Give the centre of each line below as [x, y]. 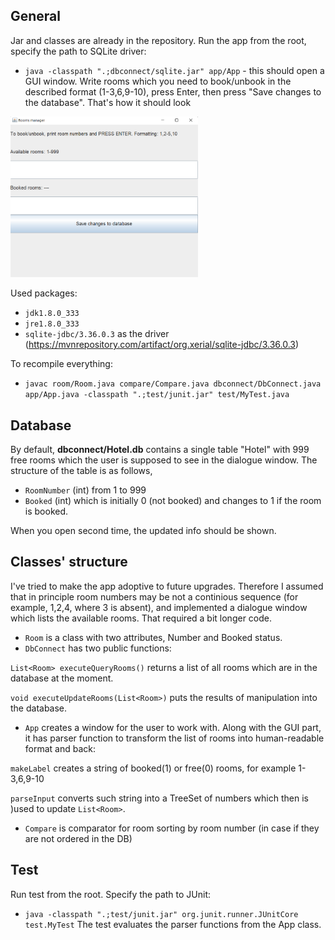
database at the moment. [62, 678]
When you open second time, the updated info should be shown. [143, 530]
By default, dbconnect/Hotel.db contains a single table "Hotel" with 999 [160, 449]
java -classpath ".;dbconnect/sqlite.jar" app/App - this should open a [174, 70]
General [36, 16]
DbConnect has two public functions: [98, 648]
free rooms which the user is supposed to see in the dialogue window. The [164, 460]
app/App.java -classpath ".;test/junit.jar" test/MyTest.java [157, 395]
